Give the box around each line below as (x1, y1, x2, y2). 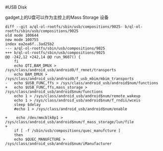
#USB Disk (5, 4, 27, 10)
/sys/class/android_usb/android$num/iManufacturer (5, 141, 112, 146)
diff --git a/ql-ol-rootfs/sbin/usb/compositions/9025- (5, 24, 123, 29)
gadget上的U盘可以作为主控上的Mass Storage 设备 (5, 14, 109, 20)
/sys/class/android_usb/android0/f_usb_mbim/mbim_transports (5, 76, 134, 81)
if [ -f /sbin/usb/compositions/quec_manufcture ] (14, 128, 121, 133)
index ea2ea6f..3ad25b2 (5, 42, 54, 47)
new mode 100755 (5, 37, 39, 42)
